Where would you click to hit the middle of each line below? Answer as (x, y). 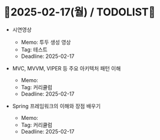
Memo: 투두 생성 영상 (46, 42)
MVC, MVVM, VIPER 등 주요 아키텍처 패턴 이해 (66, 68)
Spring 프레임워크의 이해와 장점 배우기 (56, 106)
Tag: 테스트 (34, 49)
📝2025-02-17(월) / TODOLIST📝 (80, 12)
